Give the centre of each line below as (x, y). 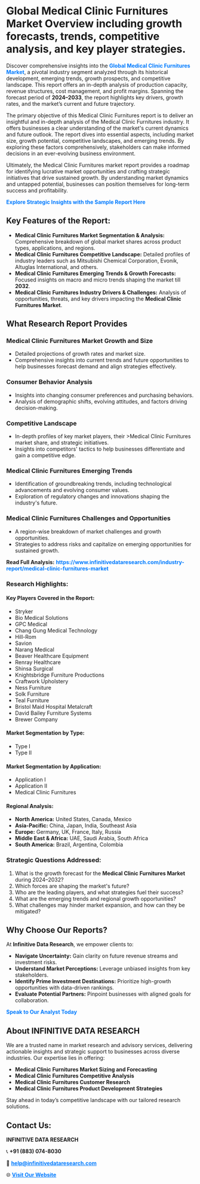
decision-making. (36, 408)
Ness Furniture (33, 687)
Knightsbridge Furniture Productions (59, 675)
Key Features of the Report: (59, 221)
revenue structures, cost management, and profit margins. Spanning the (95, 91)
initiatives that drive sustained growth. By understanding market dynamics (97, 178)
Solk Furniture (32, 694)
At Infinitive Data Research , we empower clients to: (70, 944)
